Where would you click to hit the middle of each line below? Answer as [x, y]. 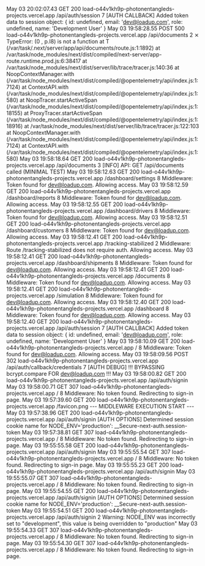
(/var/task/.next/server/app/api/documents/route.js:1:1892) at [83, 48]
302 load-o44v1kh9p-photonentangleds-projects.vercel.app [83, 361]
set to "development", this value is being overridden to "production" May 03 [102, 523]
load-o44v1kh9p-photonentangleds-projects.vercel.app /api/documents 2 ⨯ [103, 35]
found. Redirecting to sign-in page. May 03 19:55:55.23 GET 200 [88, 465]
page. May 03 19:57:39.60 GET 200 [51, 400]
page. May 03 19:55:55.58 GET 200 [51, 445]
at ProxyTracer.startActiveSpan [63, 113]
